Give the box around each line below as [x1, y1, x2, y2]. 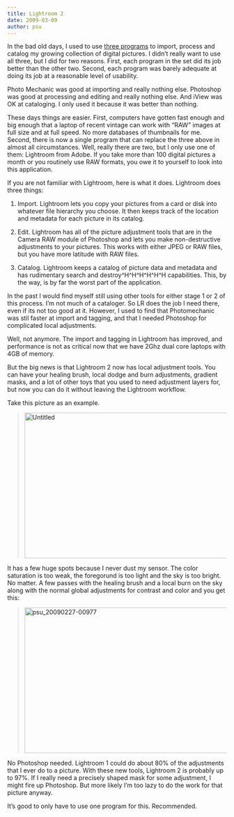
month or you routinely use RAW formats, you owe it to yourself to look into [7, 158, 223, 166]
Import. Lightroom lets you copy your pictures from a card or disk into [17, 200, 217, 208]
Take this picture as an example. [7, 399, 100, 407]
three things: [7, 186, 44, 195]
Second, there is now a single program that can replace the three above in [7, 136, 220, 144]
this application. [7, 165, 54, 174]
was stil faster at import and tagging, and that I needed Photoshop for [7, 314, 207, 322]
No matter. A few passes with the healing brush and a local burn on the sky [7, 579, 223, 587]
